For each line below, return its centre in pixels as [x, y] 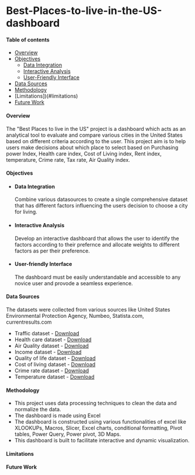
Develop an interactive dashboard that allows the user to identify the [97, 238]
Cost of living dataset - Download [55, 364]
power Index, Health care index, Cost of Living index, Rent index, [84, 154]
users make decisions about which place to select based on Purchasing [92, 147]
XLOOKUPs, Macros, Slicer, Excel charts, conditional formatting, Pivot [98, 428]
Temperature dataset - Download [54, 377]
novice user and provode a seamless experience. [74, 283]
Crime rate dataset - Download [52, 370]
